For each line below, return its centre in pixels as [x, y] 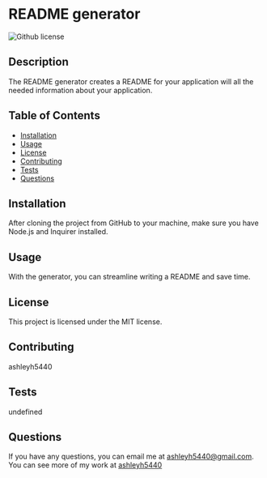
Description [38, 62]
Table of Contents [55, 115]
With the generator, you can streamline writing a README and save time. [129, 277]
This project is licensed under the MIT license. [85, 322]
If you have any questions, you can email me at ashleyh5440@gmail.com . [131, 457]
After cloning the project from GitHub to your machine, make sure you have [133, 223]
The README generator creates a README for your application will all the [131, 81]
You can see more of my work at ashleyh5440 [85, 465]
